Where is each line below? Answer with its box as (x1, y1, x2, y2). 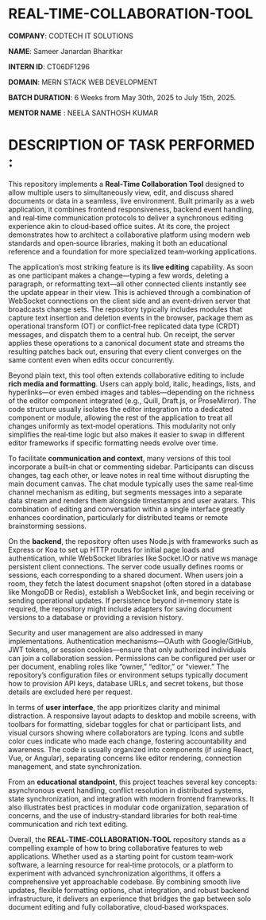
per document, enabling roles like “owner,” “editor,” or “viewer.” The (8, 662, 229, 671)
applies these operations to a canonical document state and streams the (8, 338, 245, 347)
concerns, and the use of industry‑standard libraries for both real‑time (8, 810, 237, 820)
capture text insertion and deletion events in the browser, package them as (8, 312, 253, 322)
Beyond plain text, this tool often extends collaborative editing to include (8, 371, 245, 380)
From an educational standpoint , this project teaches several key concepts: (8, 777, 257, 786)
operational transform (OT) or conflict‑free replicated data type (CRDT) (8, 321, 241, 331)
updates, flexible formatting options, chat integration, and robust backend (8, 885, 249, 895)
